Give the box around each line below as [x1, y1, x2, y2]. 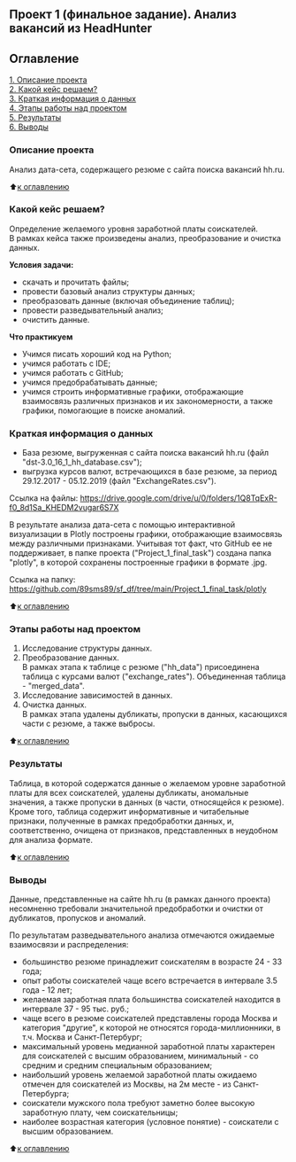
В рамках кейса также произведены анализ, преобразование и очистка [9, 232, 281, 243]
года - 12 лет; [21, 984, 72, 995]
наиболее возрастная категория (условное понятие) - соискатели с [21, 1116, 279, 1127]
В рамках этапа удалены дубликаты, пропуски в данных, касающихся [21, 709, 287, 720]
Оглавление [9, 51, 80, 66]
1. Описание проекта [9, 74, 87, 85]
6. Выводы [9, 121, 49, 132]
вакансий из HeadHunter [9, 21, 153, 36]
